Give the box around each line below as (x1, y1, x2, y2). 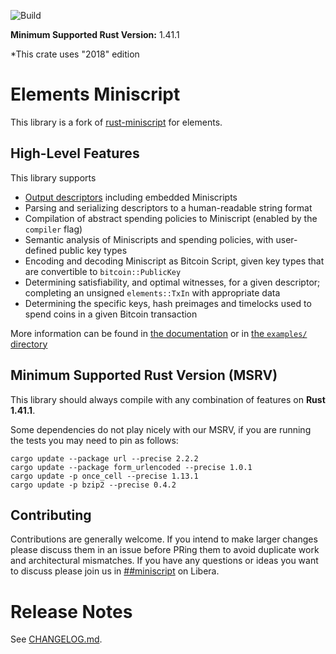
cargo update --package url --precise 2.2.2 (10, 453, 199, 464)
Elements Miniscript (10, 83, 181, 106)
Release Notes (10, 600, 133, 623)
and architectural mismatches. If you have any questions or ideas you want (10, 555, 319, 567)
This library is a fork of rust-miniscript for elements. (10, 116, 223, 128)
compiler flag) (24, 223, 83, 235)
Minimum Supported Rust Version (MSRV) (10, 367, 278, 384)
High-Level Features (10, 145, 140, 162)
